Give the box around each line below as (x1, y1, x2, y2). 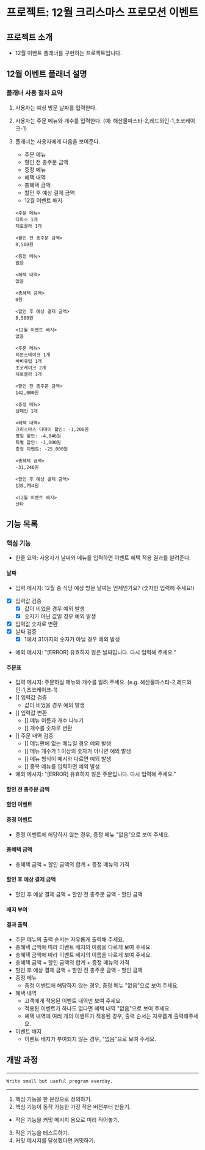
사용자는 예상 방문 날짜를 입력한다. (15, 104, 97, 111)
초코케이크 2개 (15, 365, 46, 371)
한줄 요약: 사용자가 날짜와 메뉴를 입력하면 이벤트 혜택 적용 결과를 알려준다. (15, 554, 191, 561)
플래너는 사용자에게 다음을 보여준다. (15, 137, 101, 145)
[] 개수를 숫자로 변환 (24, 724, 73, 732)
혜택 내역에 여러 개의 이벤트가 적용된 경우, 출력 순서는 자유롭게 (24, 1012, 173, 1019)
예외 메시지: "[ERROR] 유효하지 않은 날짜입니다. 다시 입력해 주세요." (15, 648, 176, 656)
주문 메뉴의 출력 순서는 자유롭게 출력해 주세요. (15, 936, 125, 943)
